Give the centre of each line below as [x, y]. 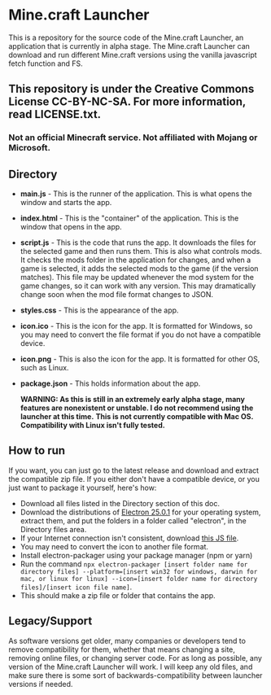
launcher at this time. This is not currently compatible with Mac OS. [137, 417]
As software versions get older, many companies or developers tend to [127, 640]
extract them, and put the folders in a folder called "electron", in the [133, 520]
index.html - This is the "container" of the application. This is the [129, 218]
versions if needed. [41, 684]
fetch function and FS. [46, 63]
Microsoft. [30, 148]
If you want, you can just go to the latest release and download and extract [133, 470]
